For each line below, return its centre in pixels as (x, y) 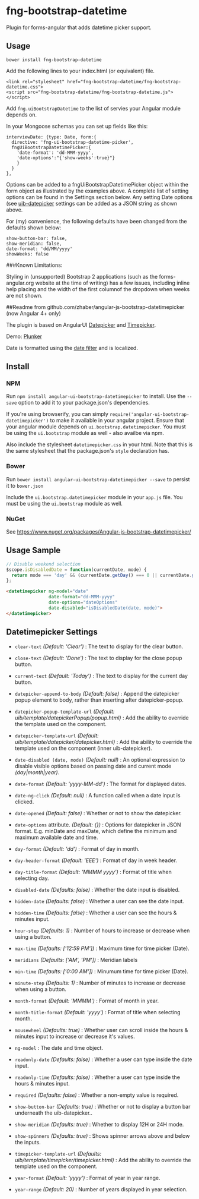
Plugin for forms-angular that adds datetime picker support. (79, 27)
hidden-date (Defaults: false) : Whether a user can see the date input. (99, 901)
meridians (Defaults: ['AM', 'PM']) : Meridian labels (76, 960)
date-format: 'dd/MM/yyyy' (39, 249)
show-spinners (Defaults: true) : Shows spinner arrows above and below (102, 1135)
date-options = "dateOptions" (83, 602)
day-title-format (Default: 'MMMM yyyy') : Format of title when (93, 872)
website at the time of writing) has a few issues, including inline (113, 283)
